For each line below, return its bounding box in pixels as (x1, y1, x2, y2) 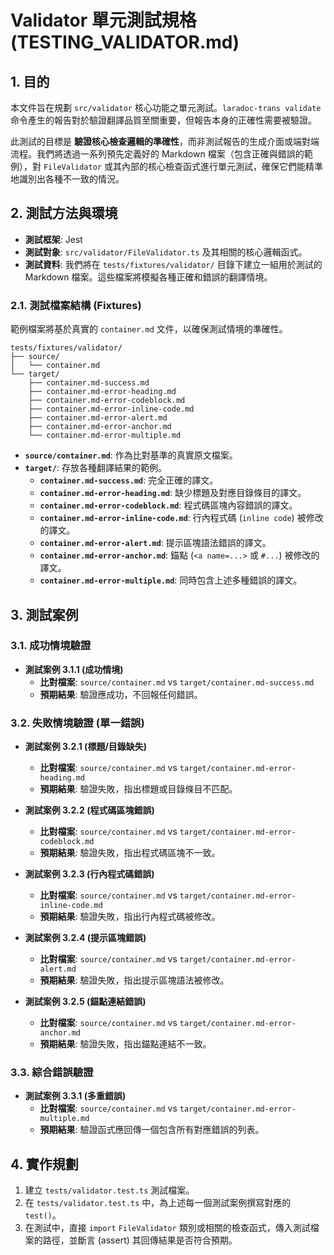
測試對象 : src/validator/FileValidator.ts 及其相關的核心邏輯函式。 (24, 246, 308, 258)
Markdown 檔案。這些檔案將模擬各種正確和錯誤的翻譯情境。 (24, 271, 273, 283)
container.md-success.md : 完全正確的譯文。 (39, 474, 219, 486)
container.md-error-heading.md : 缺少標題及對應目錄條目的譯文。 (39, 487, 307, 499)
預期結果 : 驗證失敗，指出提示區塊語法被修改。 (39, 974, 230, 986)
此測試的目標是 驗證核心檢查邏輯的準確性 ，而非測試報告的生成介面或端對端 (10, 136, 320, 147)
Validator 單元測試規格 (10, 9, 197, 32)
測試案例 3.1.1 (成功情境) (24, 663, 124, 675)
